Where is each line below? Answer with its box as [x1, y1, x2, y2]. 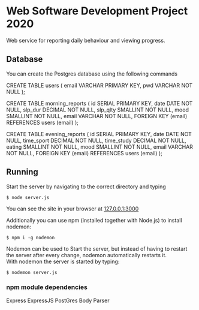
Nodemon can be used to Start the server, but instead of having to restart [6, 245, 188, 252]
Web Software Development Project [6, 4, 188, 18]
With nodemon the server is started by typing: [6, 258, 120, 265]
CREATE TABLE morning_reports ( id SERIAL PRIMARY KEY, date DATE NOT [6, 100, 193, 107]
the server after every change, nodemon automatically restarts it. [6, 251, 167, 258]
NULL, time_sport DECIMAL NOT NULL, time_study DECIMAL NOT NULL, [6, 137, 186, 144]
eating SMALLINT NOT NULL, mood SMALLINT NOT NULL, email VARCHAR [6, 143, 194, 151]
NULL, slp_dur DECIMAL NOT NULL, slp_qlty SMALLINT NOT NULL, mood [6, 106, 189, 113]
